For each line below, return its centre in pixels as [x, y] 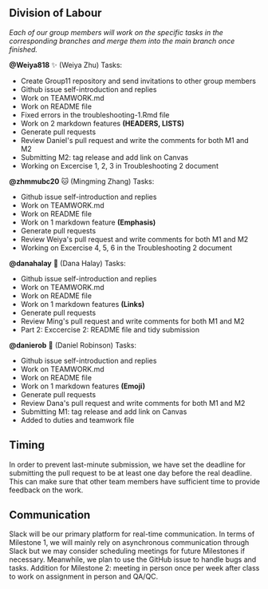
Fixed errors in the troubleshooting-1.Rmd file [95, 114]
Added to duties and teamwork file [77, 420]
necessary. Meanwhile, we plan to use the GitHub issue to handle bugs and [133, 559]
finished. [24, 49]
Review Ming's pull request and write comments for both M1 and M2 [132, 321]
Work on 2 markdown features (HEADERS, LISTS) [102, 123]
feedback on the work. [46, 490]
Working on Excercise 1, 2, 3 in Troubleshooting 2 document [119, 165]
